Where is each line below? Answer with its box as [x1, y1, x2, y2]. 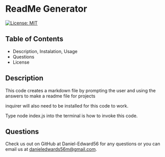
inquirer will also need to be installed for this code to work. [5, 102, 129, 109]
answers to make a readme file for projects [5, 93, 96, 99]
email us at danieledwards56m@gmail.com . [5, 146, 97, 152]
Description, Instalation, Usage [12, 48, 78, 54]
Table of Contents [5, 35, 64, 43]
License [12, 59, 30, 65]
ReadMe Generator [5, 3, 87, 15]
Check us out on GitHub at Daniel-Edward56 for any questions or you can [5, 141, 160, 147]
